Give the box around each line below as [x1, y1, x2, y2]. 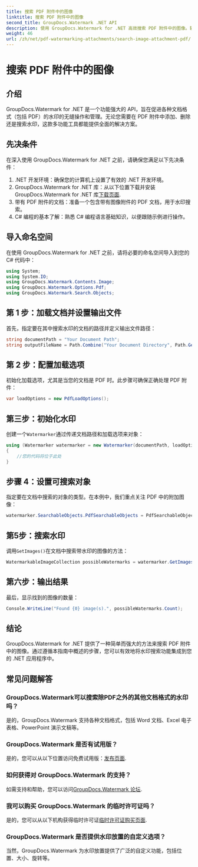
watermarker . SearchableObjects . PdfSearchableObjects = [6, 513, 144, 519]
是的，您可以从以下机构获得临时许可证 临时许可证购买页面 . [6, 817, 147, 824]
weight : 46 [6, 31, 33, 37]
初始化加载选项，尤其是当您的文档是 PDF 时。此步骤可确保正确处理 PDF [6, 377, 181, 384]
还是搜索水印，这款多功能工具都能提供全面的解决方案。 [6, 121, 140, 127]
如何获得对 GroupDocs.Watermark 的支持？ [6, 771, 131, 779]
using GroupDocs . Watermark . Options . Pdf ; [6, 284, 107, 290]
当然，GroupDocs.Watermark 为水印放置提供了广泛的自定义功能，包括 [6, 847, 177, 855]
